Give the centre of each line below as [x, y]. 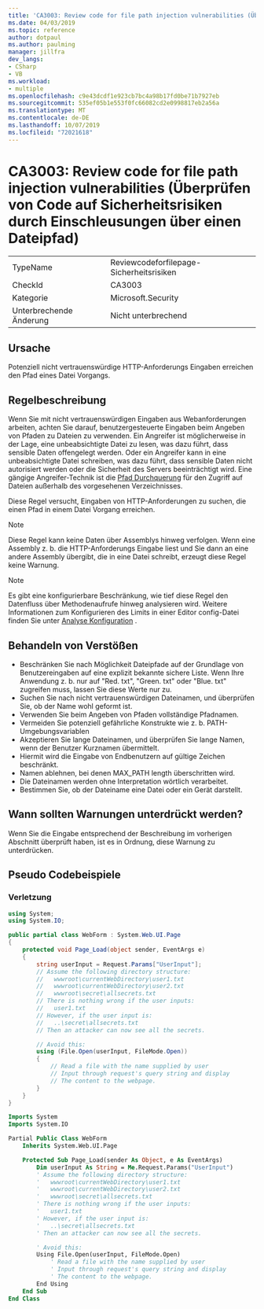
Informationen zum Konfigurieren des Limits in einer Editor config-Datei [124, 612]
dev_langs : [26, 60]
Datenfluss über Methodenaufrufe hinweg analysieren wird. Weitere [118, 604]
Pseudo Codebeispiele [65, 875]
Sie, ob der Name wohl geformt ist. [76, 706]
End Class [24, 1299]
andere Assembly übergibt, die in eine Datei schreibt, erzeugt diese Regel [127, 557]
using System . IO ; [37, 921]
